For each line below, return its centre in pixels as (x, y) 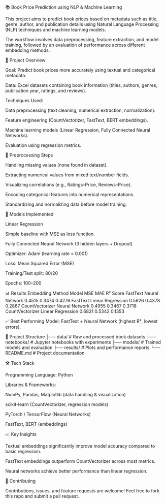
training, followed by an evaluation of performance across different (75, 45)
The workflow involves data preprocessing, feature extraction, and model (82, 39)
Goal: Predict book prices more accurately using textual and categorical (80, 70)
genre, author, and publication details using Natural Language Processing (82, 24)
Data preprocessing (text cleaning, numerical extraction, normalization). (80, 110)
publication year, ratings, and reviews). (46, 91)
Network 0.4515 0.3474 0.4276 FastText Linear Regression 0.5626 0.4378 (83, 301)
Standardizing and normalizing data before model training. (66, 204)
